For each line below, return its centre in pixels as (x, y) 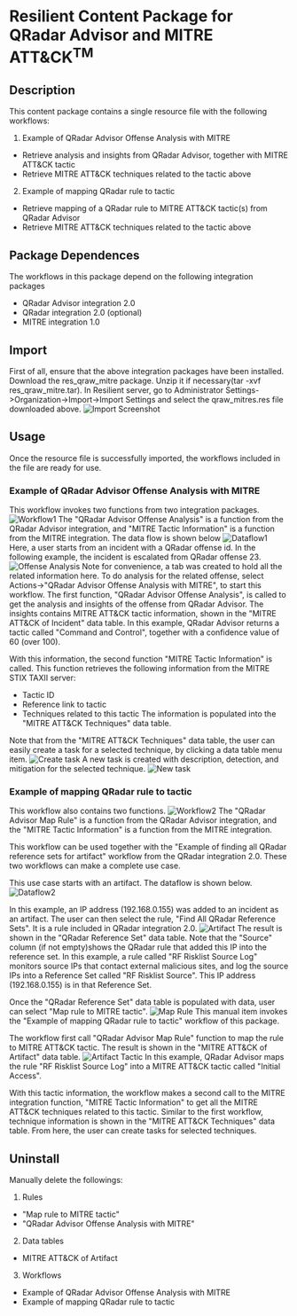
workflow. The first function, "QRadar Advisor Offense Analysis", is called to (148, 595)
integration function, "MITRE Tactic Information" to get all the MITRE (134, 1102)
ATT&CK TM (51, 56)
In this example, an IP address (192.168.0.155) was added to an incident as (144, 910)
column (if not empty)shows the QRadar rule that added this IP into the (138, 947)
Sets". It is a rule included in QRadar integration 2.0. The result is (146, 928)
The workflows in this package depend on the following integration (131, 277)
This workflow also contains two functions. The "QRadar (137, 811)
